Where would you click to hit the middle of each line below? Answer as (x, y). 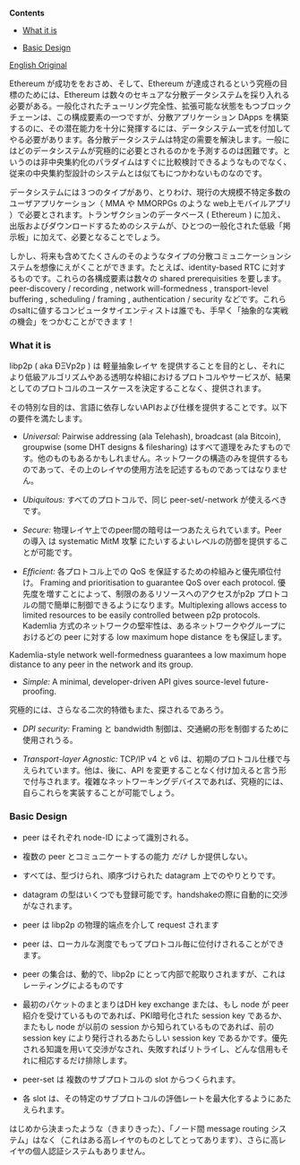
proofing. (39, 691)
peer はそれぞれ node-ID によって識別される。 (108, 837)
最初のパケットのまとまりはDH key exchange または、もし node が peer (155, 1004)
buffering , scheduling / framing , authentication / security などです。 (136, 299)
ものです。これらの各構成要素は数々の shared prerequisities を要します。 (151, 278)
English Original (38, 65)
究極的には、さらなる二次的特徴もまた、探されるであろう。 (119, 710)
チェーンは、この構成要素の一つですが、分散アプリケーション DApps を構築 (149, 117)
